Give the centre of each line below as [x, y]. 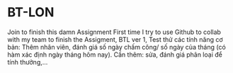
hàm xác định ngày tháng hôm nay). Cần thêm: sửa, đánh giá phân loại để [115, 55]
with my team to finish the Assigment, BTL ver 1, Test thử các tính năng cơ [115, 39]
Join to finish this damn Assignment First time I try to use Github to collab [114, 32]
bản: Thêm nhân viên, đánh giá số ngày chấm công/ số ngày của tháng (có [117, 47]
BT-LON [31, 12]
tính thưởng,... [28, 62]
